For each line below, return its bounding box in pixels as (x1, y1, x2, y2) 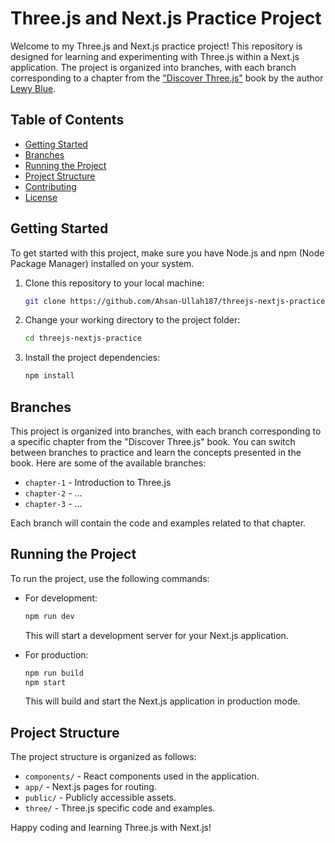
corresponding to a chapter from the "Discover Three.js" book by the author (10, 72, 324, 84)
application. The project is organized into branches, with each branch (10, 61, 297, 73)
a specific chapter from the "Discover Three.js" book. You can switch (10, 436, 296, 447)
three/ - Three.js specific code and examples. (24, 802, 216, 814)
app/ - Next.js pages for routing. (24, 781, 157, 793)
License (24, 191, 58, 203)
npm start (24, 677, 67, 687)
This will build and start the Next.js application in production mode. (24, 695, 301, 707)
